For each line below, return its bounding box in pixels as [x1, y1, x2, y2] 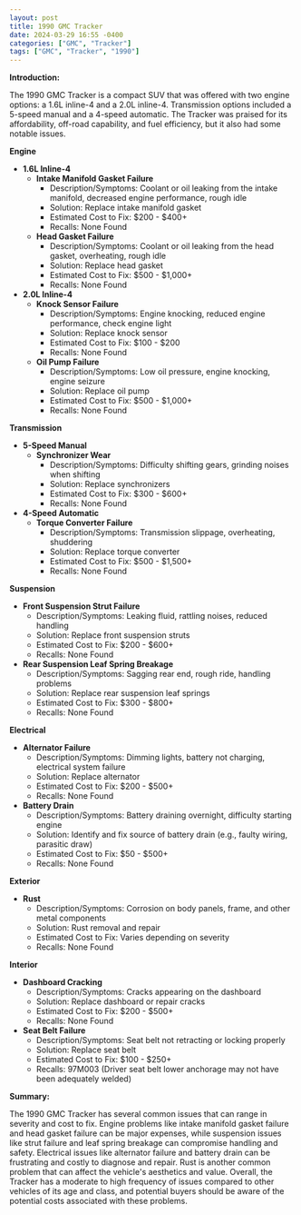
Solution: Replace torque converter [49, 546, 180, 557]
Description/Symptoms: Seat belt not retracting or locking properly [35, 1035, 286, 1046]
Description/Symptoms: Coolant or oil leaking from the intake [49, 183, 278, 194]
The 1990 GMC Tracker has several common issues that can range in [9, 1109, 267, 1120]
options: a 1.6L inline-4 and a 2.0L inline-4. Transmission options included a [9, 99, 292, 110]
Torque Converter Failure [35, 517, 133, 528]
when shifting [49, 469, 102, 480]
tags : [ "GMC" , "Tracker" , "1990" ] [9, 47, 141, 56]
